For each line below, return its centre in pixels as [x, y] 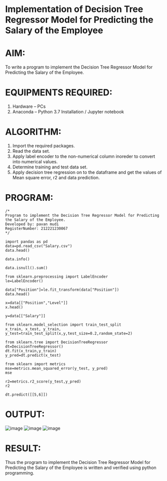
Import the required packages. [44, 146]
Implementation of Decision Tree [74, 9]
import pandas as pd [27, 241]
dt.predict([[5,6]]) [27, 395]
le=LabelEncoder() [24, 281]
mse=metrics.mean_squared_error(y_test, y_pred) [57, 368]
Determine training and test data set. [50, 167]
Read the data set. [31, 151]
